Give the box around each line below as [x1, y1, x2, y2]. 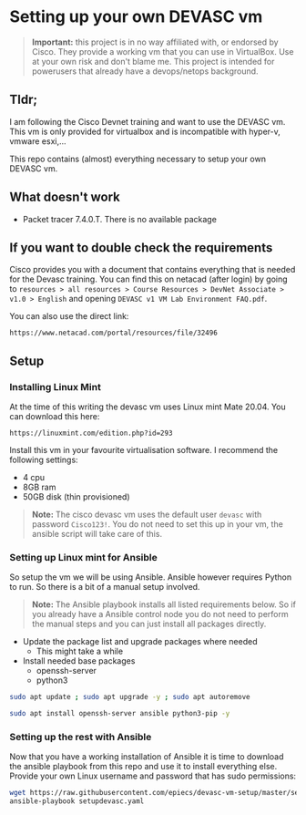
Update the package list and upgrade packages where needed [22, 636, 258, 647]
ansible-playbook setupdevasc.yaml [9, 797, 145, 806]
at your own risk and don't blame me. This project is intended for [31, 56, 275, 67]
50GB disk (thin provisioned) [22, 491, 130, 502]
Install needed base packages [22, 655, 136, 666]
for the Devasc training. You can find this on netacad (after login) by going [9, 273, 289, 284]
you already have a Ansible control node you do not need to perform [31, 609, 289, 620]
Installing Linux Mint [9, 380, 102, 393]
